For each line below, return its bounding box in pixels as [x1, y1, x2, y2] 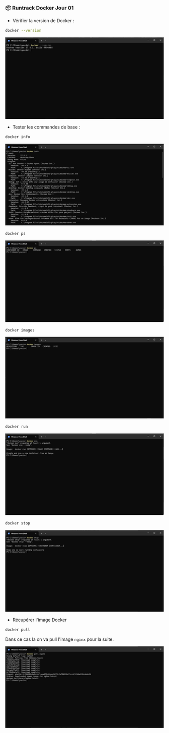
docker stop [5, 521, 30, 526]
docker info [5, 135, 30, 140]
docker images [5, 327, 35, 332]
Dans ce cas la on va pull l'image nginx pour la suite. [5, 636, 114, 642]
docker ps [5, 231, 26, 236]
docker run [5, 424, 28, 429]
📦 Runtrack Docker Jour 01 [5, 4, 74, 11]
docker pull [5, 627, 30, 632]
